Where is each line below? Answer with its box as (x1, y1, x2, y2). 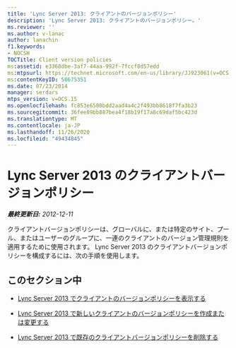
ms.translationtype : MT (7, 115, 78, 122)
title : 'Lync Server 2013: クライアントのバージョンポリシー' (7, 10, 177, 18)
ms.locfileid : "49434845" (7, 135, 83, 142)
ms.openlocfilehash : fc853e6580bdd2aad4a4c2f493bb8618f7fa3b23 (7, 102, 198, 109)
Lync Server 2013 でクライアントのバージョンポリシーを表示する (17, 294, 206, 302)
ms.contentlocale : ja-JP (7, 121, 81, 129)
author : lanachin (7, 37, 59, 44)
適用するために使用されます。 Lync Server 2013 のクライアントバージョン (7, 243, 221, 251)
